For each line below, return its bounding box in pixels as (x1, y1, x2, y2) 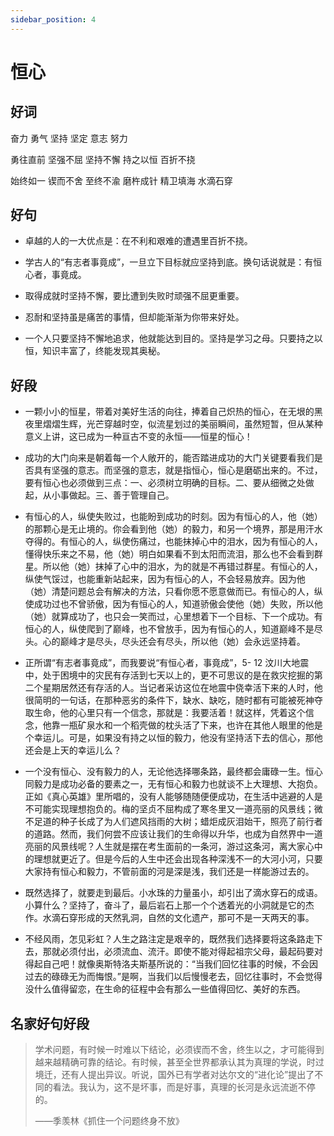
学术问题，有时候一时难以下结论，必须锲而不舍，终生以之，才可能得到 (34, 1044, 325, 1056)
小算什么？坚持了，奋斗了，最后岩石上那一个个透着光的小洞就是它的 (24, 899, 306, 911)
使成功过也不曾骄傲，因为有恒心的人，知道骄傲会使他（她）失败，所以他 (24, 598, 323, 610)
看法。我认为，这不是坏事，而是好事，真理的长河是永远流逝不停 (52, 1081, 316, 1093)
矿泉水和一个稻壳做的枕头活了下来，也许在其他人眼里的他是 (77, 719, 323, 731)
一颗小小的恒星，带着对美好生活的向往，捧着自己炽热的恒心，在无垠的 (24, 406, 315, 418)
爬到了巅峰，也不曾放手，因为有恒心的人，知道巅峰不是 (86, 623, 315, 635)
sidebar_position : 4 (10, 14, 97, 25)
